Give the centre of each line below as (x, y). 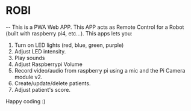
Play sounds (30, 58)
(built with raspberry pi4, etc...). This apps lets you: (69, 33)
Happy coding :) (26, 101)
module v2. (28, 77)
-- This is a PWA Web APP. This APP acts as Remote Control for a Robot (95, 27)
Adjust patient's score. (42, 89)
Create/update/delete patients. (52, 83)
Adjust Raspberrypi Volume (48, 64)
